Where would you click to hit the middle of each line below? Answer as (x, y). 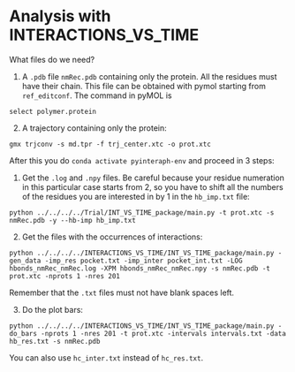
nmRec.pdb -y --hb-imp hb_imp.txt (73, 220)
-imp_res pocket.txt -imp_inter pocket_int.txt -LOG (144, 261)
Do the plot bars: (53, 309)
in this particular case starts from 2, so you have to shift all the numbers (153, 186)
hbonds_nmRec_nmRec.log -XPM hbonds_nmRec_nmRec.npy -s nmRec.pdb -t (140, 268)
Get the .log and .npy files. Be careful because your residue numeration (153, 178)
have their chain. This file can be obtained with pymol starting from (144, 86)
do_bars (23, 333)
